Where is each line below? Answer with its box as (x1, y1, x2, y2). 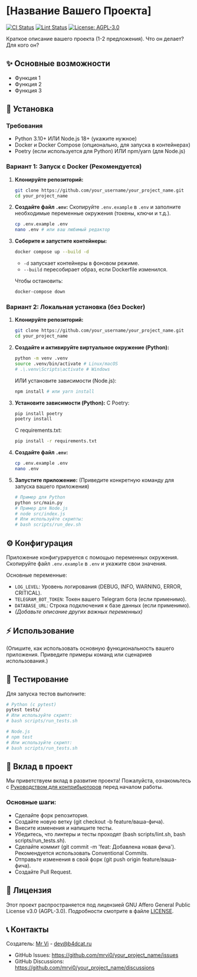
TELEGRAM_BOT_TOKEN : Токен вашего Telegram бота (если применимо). (14, 596, 187, 603)
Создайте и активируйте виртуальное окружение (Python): (14, 344, 169, 351)
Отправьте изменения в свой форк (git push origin (14, 856, 141, 863)
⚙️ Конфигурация (6, 538, 73, 548)
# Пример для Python (14, 494, 65, 500)
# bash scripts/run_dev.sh (14, 522, 81, 528)
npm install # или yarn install (14, 389, 94, 394)
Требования (6, 122, 43, 130)
